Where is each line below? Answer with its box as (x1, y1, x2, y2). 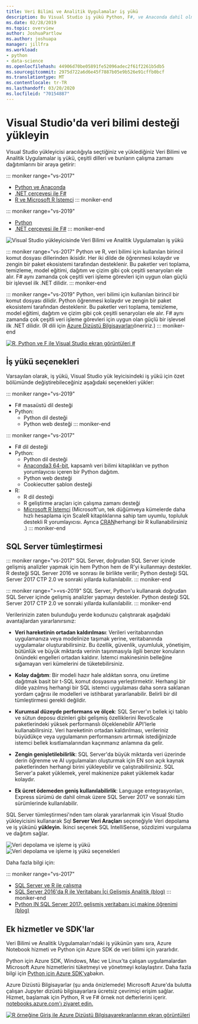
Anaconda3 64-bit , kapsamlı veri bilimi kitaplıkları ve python (23, 462, 169, 469)
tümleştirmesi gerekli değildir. (14, 696, 87, 704)
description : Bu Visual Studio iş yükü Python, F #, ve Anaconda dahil (6, 14, 183, 20)
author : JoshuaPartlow (6, 31, 62, 37)
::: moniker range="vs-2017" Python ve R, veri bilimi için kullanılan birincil (6, 248, 184, 255)
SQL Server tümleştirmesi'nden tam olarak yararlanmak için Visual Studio (6, 811, 184, 818)
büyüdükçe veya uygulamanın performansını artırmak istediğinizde (14, 733, 177, 740)
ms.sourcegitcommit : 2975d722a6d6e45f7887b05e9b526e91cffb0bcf (6, 69, 165, 75)
